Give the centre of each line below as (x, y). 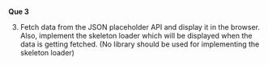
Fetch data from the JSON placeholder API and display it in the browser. (140, 27)
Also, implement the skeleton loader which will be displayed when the (136, 36)
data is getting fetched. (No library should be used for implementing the (140, 44)
